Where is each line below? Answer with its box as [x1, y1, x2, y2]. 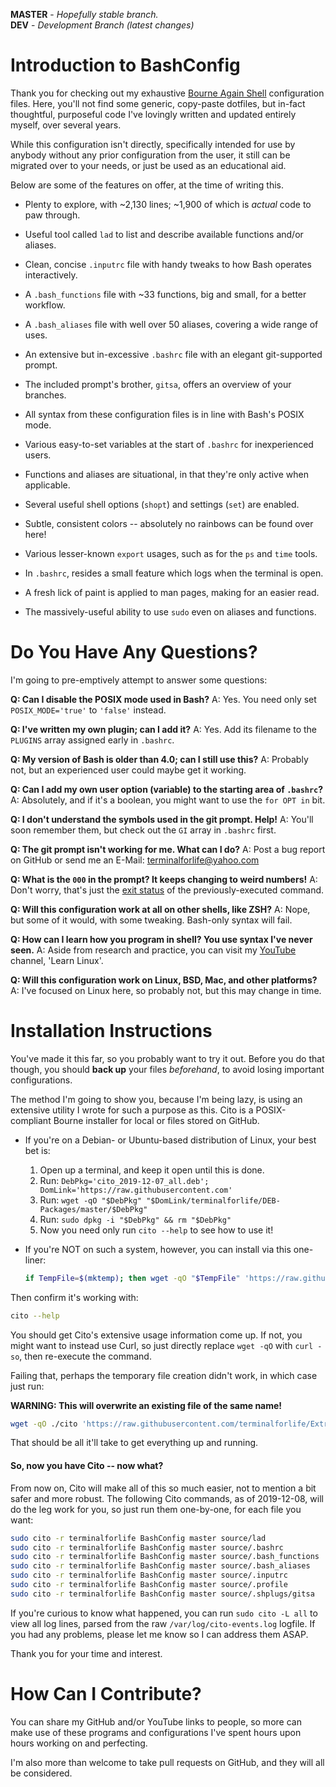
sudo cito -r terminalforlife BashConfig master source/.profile [10, 1580, 288, 1590]
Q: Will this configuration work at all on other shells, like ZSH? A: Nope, [10, 903, 311, 915]
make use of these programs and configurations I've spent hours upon [10, 1726, 302, 1738]
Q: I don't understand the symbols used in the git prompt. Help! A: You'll [10, 813, 314, 825]
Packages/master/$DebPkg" [39, 1204, 148, 1214]
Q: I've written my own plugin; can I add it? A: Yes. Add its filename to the [10, 723, 318, 735]
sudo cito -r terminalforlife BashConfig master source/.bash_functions [10, 1552, 320, 1562]
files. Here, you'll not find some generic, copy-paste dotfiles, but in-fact [10, 97, 306, 109]
